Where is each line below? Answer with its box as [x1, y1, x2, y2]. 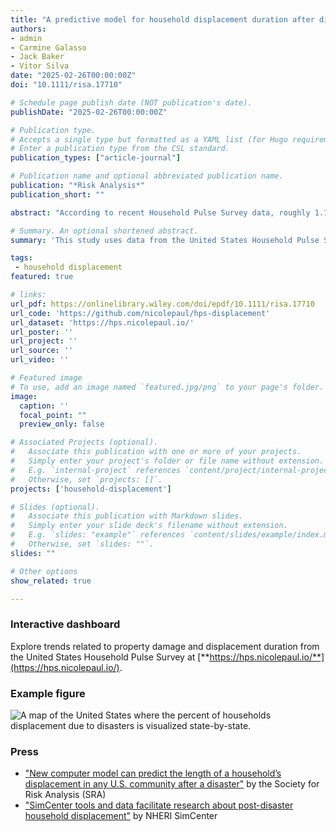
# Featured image [10, 373, 83, 383]
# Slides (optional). [10, 502, 101, 512]
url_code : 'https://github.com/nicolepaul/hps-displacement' [10, 308, 271, 318]
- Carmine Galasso [10, 42, 87, 53]
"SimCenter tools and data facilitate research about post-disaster [24, 799, 294, 811]
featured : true [10, 272, 74, 282]
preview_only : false [19, 419, 105, 430]
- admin [10, 33, 43, 43]
